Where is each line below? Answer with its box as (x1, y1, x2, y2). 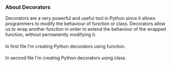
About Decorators (5, 4, 51, 11)
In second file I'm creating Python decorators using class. (5, 55, 127, 61)
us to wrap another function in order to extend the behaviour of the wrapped (5, 26, 166, 32)
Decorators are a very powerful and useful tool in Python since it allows (5, 15, 156, 21)
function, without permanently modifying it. (5, 32, 96, 38)
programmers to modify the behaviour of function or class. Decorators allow (5, 20, 166, 27)
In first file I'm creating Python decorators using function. (5, 43, 126, 49)
